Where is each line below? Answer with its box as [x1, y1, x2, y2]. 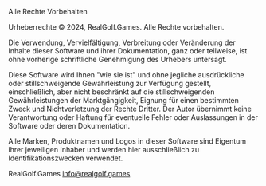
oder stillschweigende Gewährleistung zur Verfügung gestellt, [8, 79, 212, 88]
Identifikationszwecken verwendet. [8, 153, 123, 163]
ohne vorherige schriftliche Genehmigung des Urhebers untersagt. [8, 55, 227, 64]
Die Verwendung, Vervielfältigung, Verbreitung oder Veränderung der [8, 38, 237, 47]
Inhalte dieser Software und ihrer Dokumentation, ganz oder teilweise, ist [8, 46, 248, 55]
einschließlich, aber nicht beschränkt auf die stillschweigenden [8, 87, 215, 97]
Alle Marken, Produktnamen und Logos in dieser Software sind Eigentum [8, 137, 247, 146]
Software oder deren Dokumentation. [8, 121, 131, 130]
